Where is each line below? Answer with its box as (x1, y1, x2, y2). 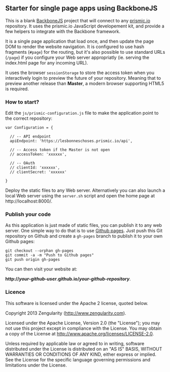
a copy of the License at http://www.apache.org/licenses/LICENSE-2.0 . (5, 330, 154, 336)
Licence (5, 289, 25, 296)
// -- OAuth (10, 161, 36, 166)
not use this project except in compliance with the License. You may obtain (5, 325, 162, 331)
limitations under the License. (5, 362, 67, 368)
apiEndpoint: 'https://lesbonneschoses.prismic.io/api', (10, 139, 133, 144)
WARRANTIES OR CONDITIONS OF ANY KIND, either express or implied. (5, 351, 156, 357)
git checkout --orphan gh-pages (5, 248, 74, 253)
